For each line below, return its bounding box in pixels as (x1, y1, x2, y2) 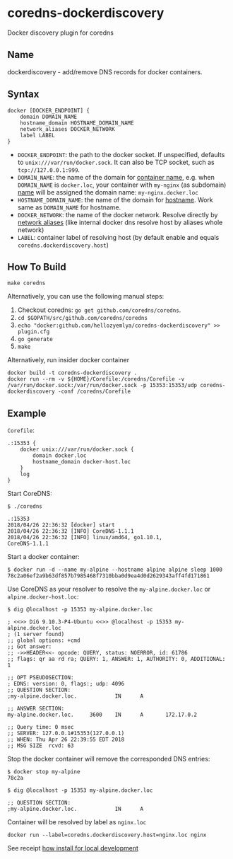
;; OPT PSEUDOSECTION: (7, 674, 74, 681)
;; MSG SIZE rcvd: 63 (7, 742, 74, 749)
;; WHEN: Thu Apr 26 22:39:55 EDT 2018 (7, 736, 125, 744)
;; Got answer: (7, 643, 52, 650)
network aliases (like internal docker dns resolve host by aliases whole (17, 218, 223, 226)
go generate (17, 336, 53, 343)
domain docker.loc (32, 452, 87, 459)
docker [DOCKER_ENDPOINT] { (7, 107, 90, 114)
